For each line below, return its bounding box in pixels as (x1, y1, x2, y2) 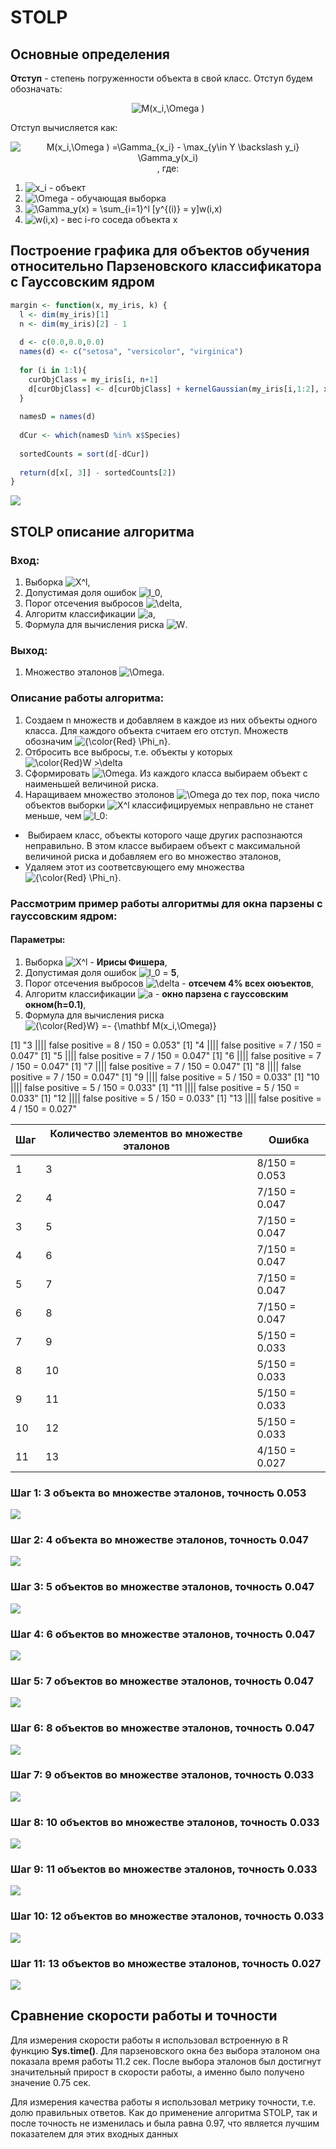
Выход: (10, 643, 48, 657)
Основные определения (10, 46, 170, 63)
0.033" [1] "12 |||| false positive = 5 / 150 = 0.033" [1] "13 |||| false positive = (10, 1092, 322, 1104)
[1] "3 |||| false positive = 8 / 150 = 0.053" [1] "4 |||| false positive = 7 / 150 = (10, 1039, 322, 1051)
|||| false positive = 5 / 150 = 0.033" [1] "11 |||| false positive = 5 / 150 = (10, 1081, 300, 1093)
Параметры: (10, 934, 66, 946)
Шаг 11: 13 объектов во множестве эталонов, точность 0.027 (10, 1956, 322, 1970)
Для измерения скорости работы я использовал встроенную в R (10, 2034, 289, 2046)
